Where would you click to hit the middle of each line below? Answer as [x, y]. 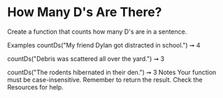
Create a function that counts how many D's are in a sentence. [97, 31]
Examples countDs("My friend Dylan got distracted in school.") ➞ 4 [104, 45]
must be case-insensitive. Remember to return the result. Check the [105, 79]
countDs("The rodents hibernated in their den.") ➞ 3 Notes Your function [112, 72]
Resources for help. [36, 87]
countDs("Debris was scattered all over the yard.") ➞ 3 [86, 58]
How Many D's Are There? [85, 12]
